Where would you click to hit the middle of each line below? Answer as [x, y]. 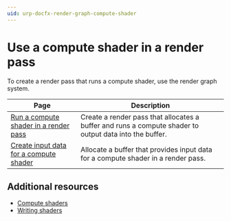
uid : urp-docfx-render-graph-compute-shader [72, 13]
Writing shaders [40, 211]
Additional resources [53, 186]
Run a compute [35, 117]
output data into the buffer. [123, 134]
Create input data [38, 145]
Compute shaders [42, 203]
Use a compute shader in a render [106, 47]
